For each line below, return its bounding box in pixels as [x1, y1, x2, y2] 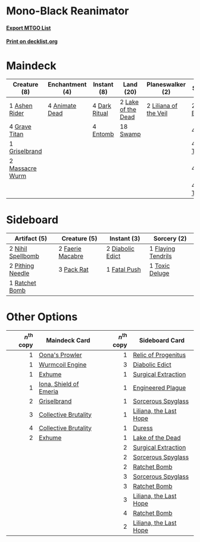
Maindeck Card [46, 336, 90, 344]
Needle [9, 269, 30, 278]
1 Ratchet [9, 279, 37, 287]
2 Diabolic [106, 245, 135, 253]
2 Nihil [9, 245, 27, 253]
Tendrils [149, 252, 172, 260]
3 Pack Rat [58, 266, 89, 274]
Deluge [149, 269, 170, 278]
